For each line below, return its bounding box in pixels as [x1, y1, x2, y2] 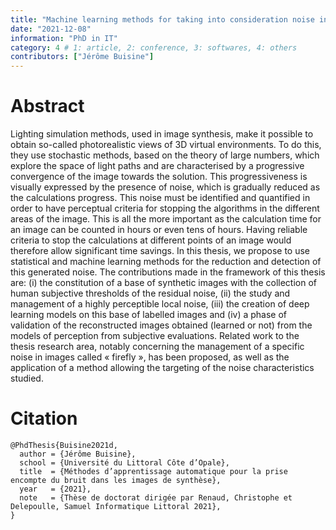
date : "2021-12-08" [10, 24, 92, 34]
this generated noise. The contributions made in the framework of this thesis [10, 266, 326, 278]
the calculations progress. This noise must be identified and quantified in [10, 192, 311, 204]
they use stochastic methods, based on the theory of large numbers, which [10, 149, 320, 161]
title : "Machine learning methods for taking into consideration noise [10, 14, 315, 25]
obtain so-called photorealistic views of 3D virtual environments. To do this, [10, 139, 322, 151]
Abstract [10, 95, 85, 118]
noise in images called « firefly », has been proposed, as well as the [10, 351, 290, 363]
